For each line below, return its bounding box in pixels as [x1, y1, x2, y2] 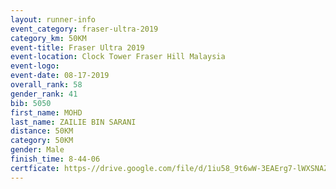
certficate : [10, 163, 60, 173]
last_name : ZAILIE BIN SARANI [10, 117, 137, 127]
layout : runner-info [10, 14, 97, 25]
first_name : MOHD [10, 107, 83, 118]
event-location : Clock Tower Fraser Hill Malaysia [10, 52, 226, 62]
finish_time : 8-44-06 [10, 154, 101, 164]
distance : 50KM [10, 126, 74, 136]
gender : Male [10, 145, 65, 155]
